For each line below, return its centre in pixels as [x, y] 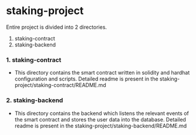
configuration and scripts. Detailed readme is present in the [86, 79]
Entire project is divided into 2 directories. [57, 27]
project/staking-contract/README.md [60, 85]
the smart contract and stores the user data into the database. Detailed [100, 119]
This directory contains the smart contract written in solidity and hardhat [102, 73]
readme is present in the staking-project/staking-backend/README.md [101, 126]
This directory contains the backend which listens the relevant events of [102, 113]
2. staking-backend [35, 100]
